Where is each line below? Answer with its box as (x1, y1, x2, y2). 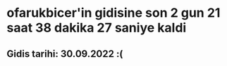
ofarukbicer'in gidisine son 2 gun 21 (6, 5, 221, 21)
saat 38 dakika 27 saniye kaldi (6, 20, 187, 36)
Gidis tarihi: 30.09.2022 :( (6, 48, 123, 60)
